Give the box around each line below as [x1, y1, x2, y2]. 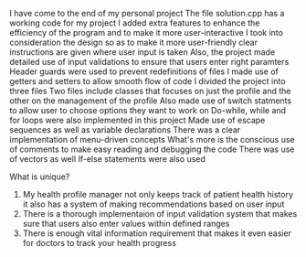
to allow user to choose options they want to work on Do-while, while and [9, 105, 286, 115]
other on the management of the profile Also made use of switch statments [9, 95, 292, 106]
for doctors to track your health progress [22, 238, 176, 248]
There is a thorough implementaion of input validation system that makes [22, 209, 298, 219]
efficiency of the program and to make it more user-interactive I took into [9, 27, 283, 37]
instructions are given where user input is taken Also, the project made [9, 47, 276, 58]
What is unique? [9, 171, 70, 182]
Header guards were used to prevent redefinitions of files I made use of [9, 66, 279, 77]
